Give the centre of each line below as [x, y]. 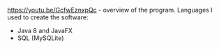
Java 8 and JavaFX [45, 31]
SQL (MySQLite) [40, 38]
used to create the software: [48, 17]
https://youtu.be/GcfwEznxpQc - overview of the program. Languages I [110, 10]
